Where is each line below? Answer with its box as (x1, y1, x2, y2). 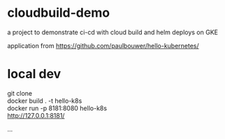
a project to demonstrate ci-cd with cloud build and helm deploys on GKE (7, 28, 219, 36)
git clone (7, 89, 33, 97)
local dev (7, 66, 61, 82)
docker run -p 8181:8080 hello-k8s (7, 103, 107, 112)
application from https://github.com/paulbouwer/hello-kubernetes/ (7, 41, 199, 50)
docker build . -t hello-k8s (7, 96, 82, 105)
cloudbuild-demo (7, 5, 110, 21)
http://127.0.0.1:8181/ (7, 111, 65, 119)
